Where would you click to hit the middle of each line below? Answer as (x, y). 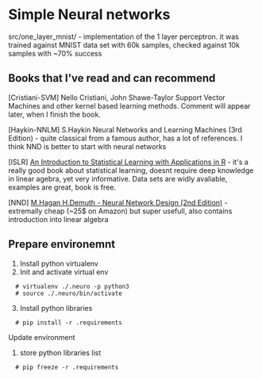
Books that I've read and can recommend (112, 78)
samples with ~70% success (55, 53)
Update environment (42, 337)
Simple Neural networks (89, 15)
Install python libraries (56, 308)
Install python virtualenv (59, 263)
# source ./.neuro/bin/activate (69, 293)
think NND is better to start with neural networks (87, 146)
